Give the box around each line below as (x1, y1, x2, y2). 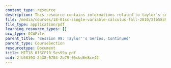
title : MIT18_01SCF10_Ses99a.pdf (5, 50, 76, 55)
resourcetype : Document (5, 46, 56, 51)
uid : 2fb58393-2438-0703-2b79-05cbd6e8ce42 (5, 55, 99, 60)
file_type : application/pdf (5, 21, 65, 27)
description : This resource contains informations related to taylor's (5, 12, 160, 17)
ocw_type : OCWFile (5, 31, 44, 36)
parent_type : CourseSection (5, 41, 65, 46)
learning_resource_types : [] (5, 27, 67, 32)
